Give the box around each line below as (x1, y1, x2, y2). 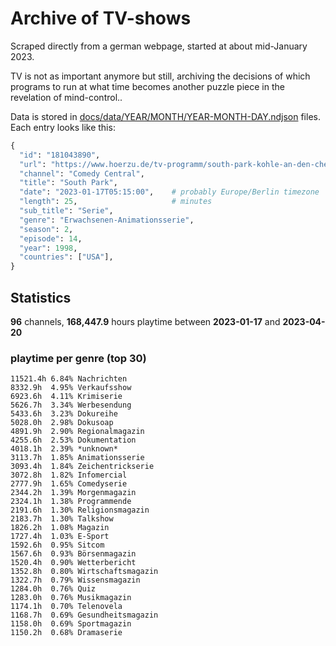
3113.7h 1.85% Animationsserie (10, 453, 145, 463)
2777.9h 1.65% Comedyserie (10, 479, 128, 489)
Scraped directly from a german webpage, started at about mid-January (10, 40, 308, 52)
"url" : (19, 159, 47, 169)
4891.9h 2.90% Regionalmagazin (10, 427, 145, 437)
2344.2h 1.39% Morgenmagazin (10, 488, 137, 498)
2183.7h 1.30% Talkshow (10, 514, 114, 524)
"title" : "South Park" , (19, 178, 118, 188)
